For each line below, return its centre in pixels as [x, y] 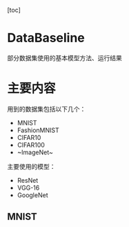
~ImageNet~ [35, 152]
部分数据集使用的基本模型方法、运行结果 [64, 57]
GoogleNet [32, 195]
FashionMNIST [38, 130]
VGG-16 [28, 188]
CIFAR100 [31, 145]
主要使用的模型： [31, 166]
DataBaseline [46, 38]
